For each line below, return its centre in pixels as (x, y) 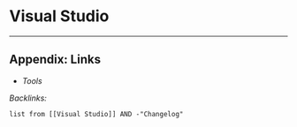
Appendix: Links (55, 60)
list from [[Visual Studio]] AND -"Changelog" (96, 114)
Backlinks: (28, 98)
